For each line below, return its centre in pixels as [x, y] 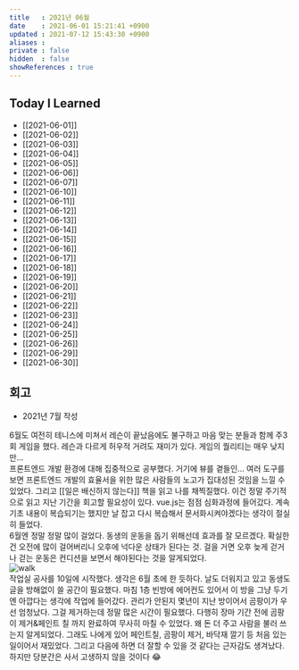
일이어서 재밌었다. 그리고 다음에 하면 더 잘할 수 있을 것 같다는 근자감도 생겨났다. [147, 645]
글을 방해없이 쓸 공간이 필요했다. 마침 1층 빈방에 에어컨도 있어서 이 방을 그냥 [141, 590]
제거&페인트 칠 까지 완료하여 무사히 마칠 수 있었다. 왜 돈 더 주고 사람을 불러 [148, 623]
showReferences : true [51, 68]
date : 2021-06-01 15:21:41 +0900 [79, 26]
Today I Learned [55, 104]
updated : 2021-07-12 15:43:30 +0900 [79, 34]
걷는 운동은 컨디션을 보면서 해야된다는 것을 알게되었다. [112, 557]
